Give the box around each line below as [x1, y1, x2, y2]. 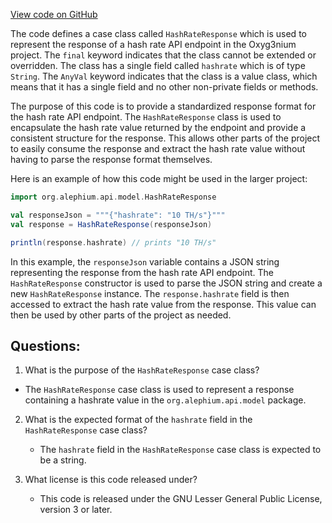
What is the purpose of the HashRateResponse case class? [24, 364, 260, 376]
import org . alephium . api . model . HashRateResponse [10, 192, 217, 202]
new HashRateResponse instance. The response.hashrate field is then [10, 287, 290, 299]
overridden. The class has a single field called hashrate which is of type [10, 60, 306, 71]
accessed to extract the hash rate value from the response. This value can [10, 298, 317, 310]
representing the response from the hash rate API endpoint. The [10, 266, 274, 278]
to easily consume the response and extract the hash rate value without [10, 143, 306, 154]
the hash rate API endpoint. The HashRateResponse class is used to [10, 111, 282, 123]
